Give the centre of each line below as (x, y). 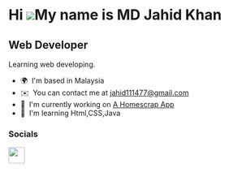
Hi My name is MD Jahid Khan (115, 15)
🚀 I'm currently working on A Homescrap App (97, 104)
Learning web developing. (52, 64)
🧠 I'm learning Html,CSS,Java (70, 113)
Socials (23, 134)
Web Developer (48, 45)
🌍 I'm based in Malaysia (62, 80)
